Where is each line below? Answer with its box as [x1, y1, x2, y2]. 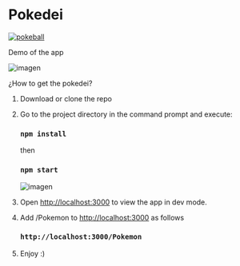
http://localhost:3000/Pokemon [19, 232, 142, 241]
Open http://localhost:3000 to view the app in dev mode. [19, 197, 208, 207]
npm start [19, 165, 58, 175]
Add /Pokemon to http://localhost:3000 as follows [19, 212, 185, 222]
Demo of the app [8, 47, 64, 57]
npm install [19, 129, 66, 138]
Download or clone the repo [19, 93, 112, 103]
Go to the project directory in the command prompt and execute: [19, 109, 234, 119]
